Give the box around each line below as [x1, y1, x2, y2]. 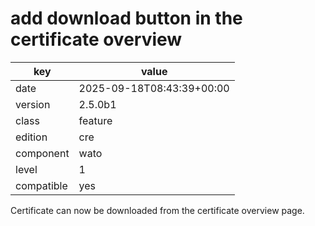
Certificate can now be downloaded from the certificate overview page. [10, 204, 305, 216]
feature [78, 113, 113, 127]
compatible [15, 178, 68, 192]
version [15, 97, 51, 111]
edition [15, 130, 48, 144]
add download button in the [10, 7, 243, 30]
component [15, 146, 70, 160]
